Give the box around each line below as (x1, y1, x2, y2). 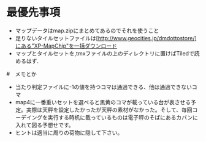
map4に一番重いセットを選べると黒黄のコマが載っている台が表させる (15, 98, 191, 105)
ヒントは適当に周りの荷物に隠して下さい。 (15, 129, 123, 136)
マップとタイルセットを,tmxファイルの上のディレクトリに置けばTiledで (15, 49, 194, 57)
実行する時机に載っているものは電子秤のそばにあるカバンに (47, 113, 198, 121)
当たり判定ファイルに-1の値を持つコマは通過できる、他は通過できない (15, 83, 192, 90)
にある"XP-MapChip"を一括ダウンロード (15, 42, 118, 49)
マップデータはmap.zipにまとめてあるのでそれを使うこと (15, 27, 159, 34)
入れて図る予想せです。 (15, 121, 74, 129)
